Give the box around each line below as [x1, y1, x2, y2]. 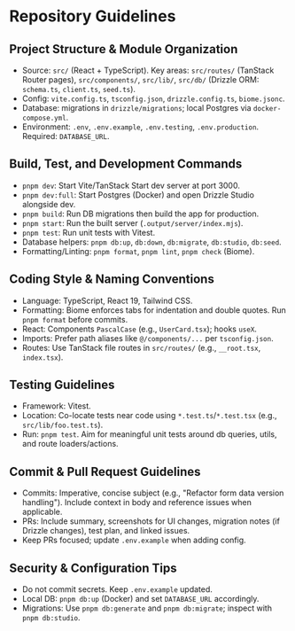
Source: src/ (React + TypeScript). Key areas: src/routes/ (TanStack [21, 65, 275, 75]
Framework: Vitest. [21, 401, 91, 411]
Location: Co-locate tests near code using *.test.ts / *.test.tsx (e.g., [21, 410, 277, 421]
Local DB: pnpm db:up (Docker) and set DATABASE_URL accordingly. [21, 594, 260, 604]
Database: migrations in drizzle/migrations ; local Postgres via [21, 103, 252, 113]
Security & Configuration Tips [9, 560, 177, 575]
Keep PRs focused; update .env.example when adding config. [21, 534, 246, 546]
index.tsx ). [21, 352, 64, 362]
